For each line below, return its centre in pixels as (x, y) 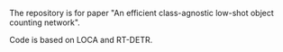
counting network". (45, 22)
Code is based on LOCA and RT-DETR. (81, 40)
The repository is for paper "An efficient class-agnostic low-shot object (142, 13)
